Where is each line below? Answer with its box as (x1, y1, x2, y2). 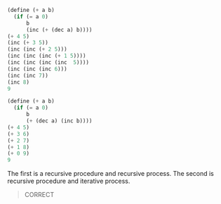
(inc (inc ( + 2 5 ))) (7, 46, 68, 53)
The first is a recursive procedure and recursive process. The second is (7, 170, 214, 178)
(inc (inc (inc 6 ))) (7, 65, 68, 72)
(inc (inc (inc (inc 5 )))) (7, 59, 90, 66)
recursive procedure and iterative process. (7, 177, 130, 186)
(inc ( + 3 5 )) (7, 39, 49, 46)
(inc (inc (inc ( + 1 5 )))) (7, 53, 86, 60)
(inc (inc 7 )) (7, 72, 49, 79)
